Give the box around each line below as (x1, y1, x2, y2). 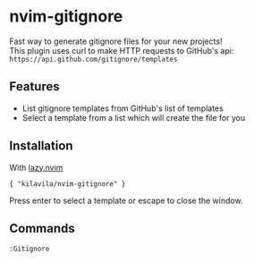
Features (9, 79, 60, 95)
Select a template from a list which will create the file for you (21, 112, 246, 123)
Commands (9, 221, 76, 236)
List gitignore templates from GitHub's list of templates (21, 103, 224, 114)
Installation (9, 139, 73, 154)
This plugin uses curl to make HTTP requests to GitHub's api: (9, 45, 234, 55)
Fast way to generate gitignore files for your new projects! (9, 36, 223, 46)
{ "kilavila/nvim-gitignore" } (9, 179, 126, 189)
